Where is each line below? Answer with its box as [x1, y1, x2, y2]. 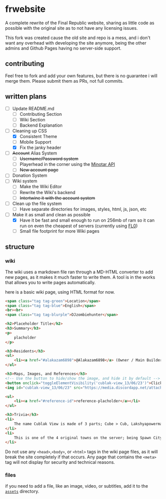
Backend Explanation [19, 122, 63, 128]
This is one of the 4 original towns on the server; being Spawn [14, 435, 152, 440]
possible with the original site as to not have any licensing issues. [5, 25, 138, 31]
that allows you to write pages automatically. [5, 279, 96, 285]
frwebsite [5, 3, 46, 15]
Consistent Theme [19, 133, 57, 139]
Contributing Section [19, 111, 62, 117]
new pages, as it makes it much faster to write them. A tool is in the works [5, 274, 156, 280]
